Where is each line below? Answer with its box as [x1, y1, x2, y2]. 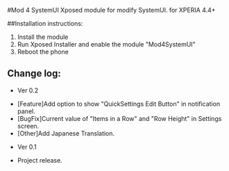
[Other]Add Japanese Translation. [17, 129, 115, 138]
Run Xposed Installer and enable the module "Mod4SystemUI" [17, 40, 196, 48]
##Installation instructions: [7, 19, 83, 27]
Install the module [17, 33, 69, 41]
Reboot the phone [17, 48, 69, 56]
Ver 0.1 [17, 142, 37, 151]
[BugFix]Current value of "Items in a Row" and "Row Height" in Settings [17, 114, 222, 122]
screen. [17, 122, 40, 130]
